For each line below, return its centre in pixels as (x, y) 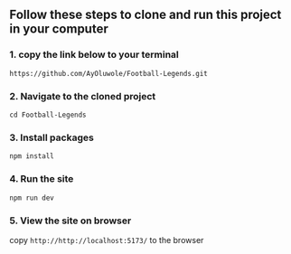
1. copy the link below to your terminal (94, 55)
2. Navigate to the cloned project (83, 96)
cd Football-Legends (48, 115)
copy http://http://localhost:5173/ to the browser (107, 240)
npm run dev (32, 198)
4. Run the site (42, 179)
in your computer (59, 29)
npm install (32, 156)
